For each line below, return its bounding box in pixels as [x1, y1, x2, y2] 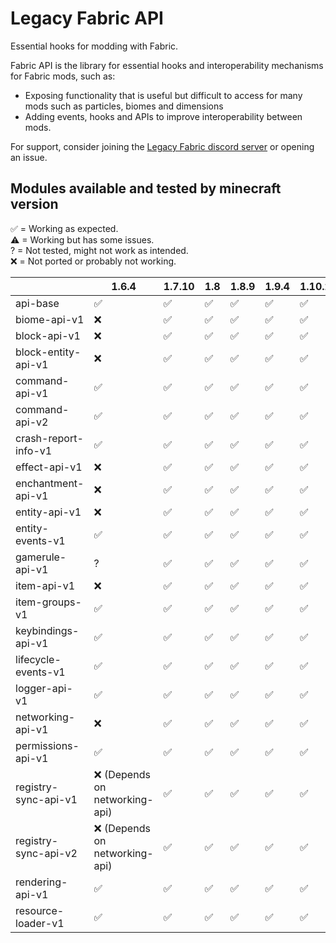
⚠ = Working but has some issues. [10, 233, 155, 246]
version [10, 196, 59, 213]
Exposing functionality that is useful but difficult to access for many [24, 89, 303, 101]
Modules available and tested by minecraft [10, 180, 282, 197]
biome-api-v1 [15, 312, 85, 326]
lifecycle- [15, 652, 62, 666]
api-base [15, 296, 60, 310]
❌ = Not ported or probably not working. [10, 255, 177, 267]
